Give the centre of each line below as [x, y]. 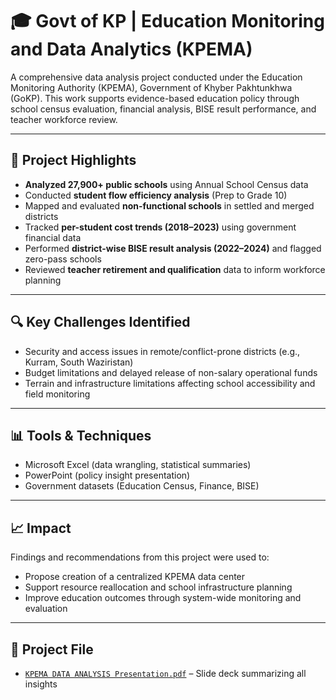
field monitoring [57, 394]
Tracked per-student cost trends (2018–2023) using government [160, 227]
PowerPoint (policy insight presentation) [107, 475]
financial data [53, 237]
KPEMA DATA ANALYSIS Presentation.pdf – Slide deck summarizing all [165, 673]
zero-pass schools [63, 259]
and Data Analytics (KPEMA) [131, 49]
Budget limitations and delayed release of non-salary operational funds [171, 372]
